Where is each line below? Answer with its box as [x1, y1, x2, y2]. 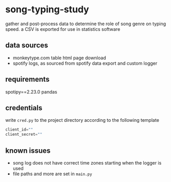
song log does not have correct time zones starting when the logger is [12, 159, 162, 166]
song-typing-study [5, 4, 89, 15]
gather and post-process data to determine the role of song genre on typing [5, 21, 166, 27]
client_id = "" [5, 127, 33, 132]
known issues [5, 146, 51, 155]
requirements [5, 75, 50, 84]
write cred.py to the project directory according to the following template [5, 117, 159, 123]
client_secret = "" [5, 132, 43, 137]
